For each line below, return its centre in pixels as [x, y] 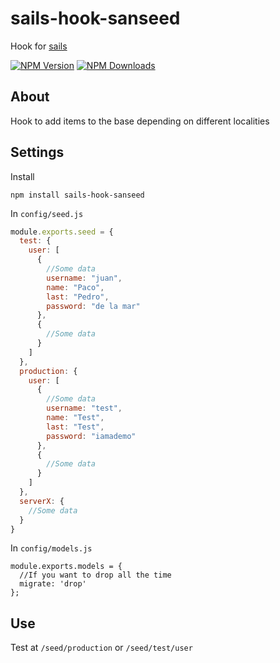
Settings [37, 152]
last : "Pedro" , [78, 297]
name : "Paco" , [75, 287]
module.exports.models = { [66, 567]
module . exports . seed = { [62, 232]
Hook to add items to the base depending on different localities [140, 121]
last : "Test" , [75, 427]
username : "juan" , [84, 278]
